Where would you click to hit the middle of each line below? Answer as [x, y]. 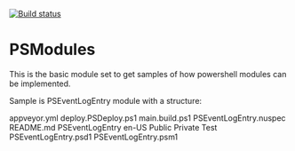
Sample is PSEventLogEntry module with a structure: [106, 100]
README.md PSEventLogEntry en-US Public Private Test [113, 127]
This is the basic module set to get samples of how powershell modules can [148, 74]
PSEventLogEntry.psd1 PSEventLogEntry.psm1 [94, 137]
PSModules [52, 50]
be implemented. [40, 83]
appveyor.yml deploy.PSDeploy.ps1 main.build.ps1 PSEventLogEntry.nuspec [147, 118]
